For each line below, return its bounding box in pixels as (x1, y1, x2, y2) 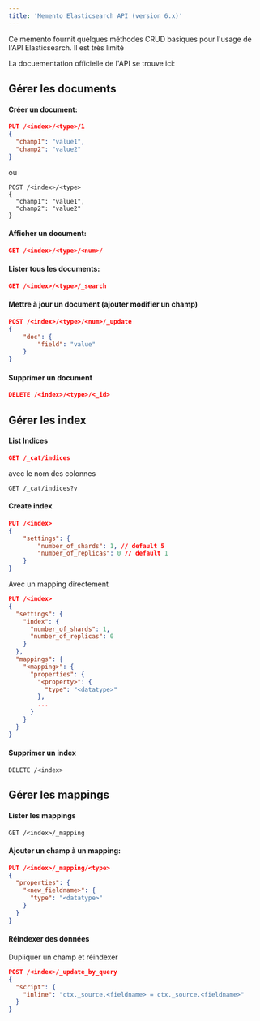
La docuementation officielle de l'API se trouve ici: (8, 58, 176, 68)
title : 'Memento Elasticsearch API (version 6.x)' (8, 11, 183, 20)
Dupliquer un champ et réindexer (8, 952, 119, 962)
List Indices (8, 435, 49, 446)
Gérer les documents (8, 82, 117, 96)
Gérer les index (8, 413, 87, 427)
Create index (8, 501, 53, 511)
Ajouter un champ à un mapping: (8, 846, 121, 856)
